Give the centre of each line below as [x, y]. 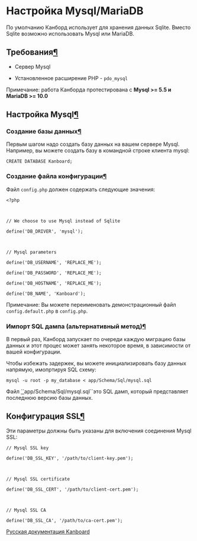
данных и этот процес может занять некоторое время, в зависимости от [98, 346]
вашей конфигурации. [34, 352]
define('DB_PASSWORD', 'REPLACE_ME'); [54, 273]
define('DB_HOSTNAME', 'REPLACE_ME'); [54, 283]
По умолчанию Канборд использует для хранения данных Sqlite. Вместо [98, 27]
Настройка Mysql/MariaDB [75, 11]
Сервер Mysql [33, 66]
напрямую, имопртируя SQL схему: [51, 370]
